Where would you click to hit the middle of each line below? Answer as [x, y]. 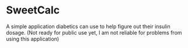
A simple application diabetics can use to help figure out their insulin [88, 26]
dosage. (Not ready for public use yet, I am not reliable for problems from [94, 32]
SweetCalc [33, 10]
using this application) [33, 39]
